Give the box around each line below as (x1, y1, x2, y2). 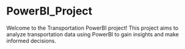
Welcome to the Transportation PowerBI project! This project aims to (6, 24, 179, 31)
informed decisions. (6, 37, 57, 44)
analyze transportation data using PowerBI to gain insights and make (6, 30, 179, 38)
